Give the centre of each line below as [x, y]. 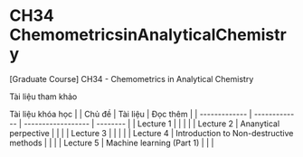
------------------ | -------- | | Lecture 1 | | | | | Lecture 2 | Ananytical [152, 124]
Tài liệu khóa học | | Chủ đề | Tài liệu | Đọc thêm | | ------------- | [131, 114]
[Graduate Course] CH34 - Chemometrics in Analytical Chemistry [132, 78]
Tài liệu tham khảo [43, 97]
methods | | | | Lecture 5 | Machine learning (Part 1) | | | [112, 143]
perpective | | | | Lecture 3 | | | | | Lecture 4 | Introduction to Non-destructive [151, 133]
